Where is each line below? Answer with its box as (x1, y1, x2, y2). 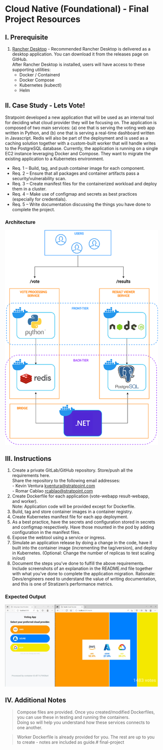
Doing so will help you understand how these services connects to (16, 719, 150, 725)
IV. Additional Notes (5, 696, 66, 704)
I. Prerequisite (5, 33, 49, 41)
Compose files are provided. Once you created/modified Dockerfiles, (16, 709, 155, 715)
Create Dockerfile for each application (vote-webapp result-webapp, (12, 493, 149, 499)
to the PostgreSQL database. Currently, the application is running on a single (5, 145, 158, 151)
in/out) (12, 555, 26, 561)
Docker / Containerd (19, 72, 60, 77)
